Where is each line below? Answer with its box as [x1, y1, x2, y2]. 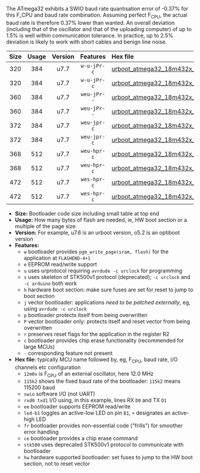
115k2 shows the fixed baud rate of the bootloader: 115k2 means [23, 377, 181, 385]
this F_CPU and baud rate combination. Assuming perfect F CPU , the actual [6, 11, 187, 20]
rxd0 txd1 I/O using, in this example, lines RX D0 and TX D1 [23, 397, 167, 404]
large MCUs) [23, 343, 55, 350]
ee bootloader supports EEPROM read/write [23, 403, 131, 410]
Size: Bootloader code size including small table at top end [14, 210, 160, 217]
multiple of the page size [14, 222, 76, 229]
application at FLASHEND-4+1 [23, 254, 91, 262]
